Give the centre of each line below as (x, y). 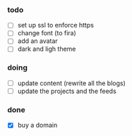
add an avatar (37, 41)
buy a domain (37, 125)
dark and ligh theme (47, 49)
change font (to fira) (47, 33)
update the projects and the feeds (67, 91)
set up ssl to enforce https (55, 25)
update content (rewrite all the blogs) (71, 83)
